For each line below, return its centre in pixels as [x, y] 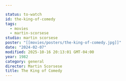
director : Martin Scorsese [34, 66]
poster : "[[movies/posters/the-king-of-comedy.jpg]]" [64, 43]
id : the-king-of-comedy [30, 19]
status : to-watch [24, 14]
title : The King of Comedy [34, 71]
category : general [25, 61]
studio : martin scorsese [31, 38]
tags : [11, 24]
